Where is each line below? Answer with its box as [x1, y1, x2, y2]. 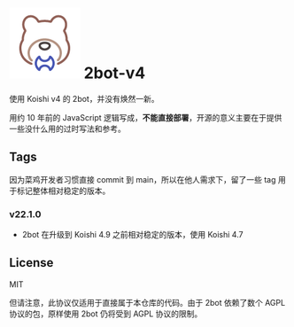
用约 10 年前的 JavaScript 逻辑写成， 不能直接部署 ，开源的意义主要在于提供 [9, 112, 282, 122]
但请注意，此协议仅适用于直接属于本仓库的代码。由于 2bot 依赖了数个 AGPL [9, 297, 286, 308]
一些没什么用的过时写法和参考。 [9, 123, 126, 134]
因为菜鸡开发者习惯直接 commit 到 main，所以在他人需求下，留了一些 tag [9, 174, 276, 184]
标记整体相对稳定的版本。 [16, 185, 111, 196]
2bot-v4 [83, 63, 146, 83]
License [9, 255, 54, 270]
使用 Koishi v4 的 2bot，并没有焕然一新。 [9, 93, 159, 104]
